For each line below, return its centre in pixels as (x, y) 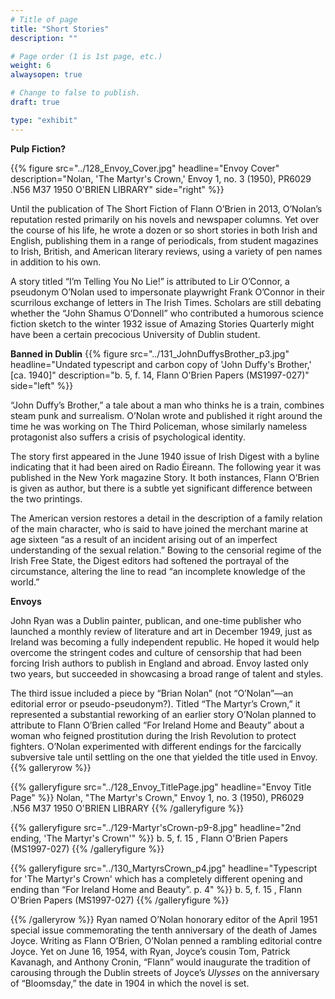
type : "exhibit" (44, 120)
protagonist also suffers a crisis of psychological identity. (128, 437)
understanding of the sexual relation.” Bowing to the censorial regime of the (166, 550)
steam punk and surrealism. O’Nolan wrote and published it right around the (166, 415)
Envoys (26, 601)
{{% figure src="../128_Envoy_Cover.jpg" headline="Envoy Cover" (145, 168)
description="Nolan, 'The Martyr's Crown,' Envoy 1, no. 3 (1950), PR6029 (161, 178)
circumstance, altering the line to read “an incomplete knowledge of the (158, 571)
